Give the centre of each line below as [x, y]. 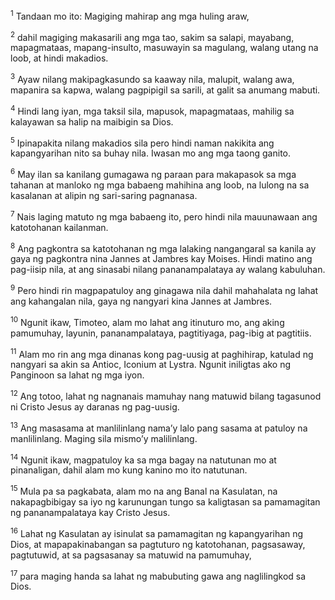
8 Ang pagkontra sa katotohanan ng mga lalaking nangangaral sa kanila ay [163, 247]
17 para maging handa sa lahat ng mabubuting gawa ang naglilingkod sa [158, 575]
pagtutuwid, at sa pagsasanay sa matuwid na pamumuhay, [131, 555]
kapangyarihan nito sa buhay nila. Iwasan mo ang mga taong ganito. [150, 153]
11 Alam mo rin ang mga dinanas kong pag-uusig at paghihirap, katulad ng [162, 353]
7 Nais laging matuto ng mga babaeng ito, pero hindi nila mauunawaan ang [164, 216]
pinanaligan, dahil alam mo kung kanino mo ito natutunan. [129, 470]
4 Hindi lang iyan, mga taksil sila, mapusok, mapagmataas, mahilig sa [152, 110]
